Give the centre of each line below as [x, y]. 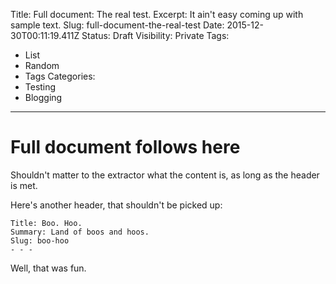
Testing [40, 87]
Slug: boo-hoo [40, 240]
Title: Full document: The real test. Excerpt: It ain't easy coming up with [157, 14]
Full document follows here [125, 147]
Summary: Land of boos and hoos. [80, 232]
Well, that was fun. [48, 268]
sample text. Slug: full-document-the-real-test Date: [117, 25]
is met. [24, 185]
